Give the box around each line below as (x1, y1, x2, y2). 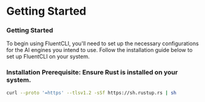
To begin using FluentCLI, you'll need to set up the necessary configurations (6, 40, 199, 47)
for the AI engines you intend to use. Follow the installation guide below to (6, 46, 193, 54)
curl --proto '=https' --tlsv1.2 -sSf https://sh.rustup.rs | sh (6, 90, 176, 96)
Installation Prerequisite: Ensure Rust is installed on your (6, 68, 178, 77)
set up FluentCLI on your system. (6, 53, 90, 60)
